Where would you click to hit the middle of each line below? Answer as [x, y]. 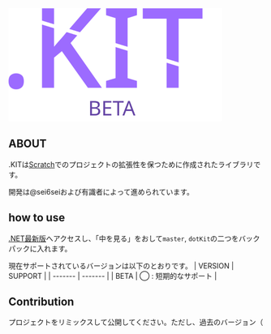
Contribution [41, 302]
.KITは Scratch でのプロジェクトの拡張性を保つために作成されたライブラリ [131, 164]
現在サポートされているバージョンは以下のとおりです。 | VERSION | [121, 265]
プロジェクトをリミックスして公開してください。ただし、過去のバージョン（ [136, 322]
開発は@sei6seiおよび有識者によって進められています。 [101, 191]
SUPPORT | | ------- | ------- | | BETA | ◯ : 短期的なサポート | [113, 276]
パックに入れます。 [40, 248]
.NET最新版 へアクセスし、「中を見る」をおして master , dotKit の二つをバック [134, 238]
